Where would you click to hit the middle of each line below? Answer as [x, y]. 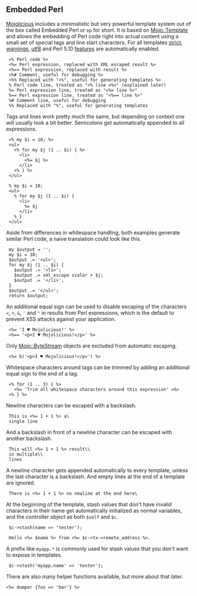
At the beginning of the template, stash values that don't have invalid [89, 504]
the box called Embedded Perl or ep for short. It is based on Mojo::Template [97, 30]
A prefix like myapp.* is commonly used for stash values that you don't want [97, 549]
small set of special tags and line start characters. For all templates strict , [94, 42]
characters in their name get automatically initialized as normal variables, [94, 510]
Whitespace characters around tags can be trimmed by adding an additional [98, 367]
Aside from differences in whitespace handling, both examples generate [93, 232]
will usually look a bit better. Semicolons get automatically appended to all [95, 122]
